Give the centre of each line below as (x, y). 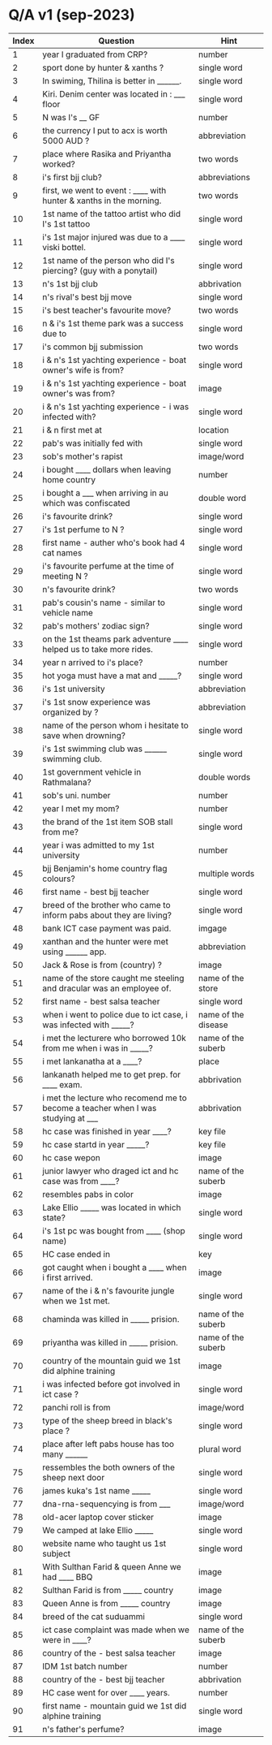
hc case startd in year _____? (96, 1144)
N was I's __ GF (71, 117)
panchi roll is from (76, 1407)
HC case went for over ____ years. (106, 1692)
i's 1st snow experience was (97, 702)
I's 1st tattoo (66, 223)
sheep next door (74, 1477)
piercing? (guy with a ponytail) (100, 270)
